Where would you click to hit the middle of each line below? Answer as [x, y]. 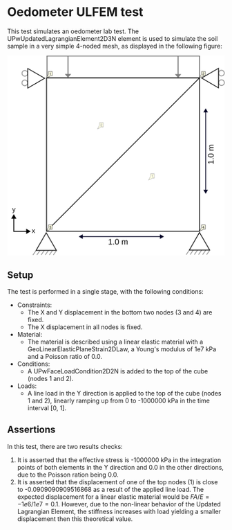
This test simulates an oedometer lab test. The [73, 31]
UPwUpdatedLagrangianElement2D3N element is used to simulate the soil [113, 38]
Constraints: [35, 305]
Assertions [31, 430]
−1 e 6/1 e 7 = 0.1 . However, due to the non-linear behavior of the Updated [119, 504]
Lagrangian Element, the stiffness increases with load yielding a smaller [119, 511]
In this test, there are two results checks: [65, 446]
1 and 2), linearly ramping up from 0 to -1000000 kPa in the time [119, 400]
